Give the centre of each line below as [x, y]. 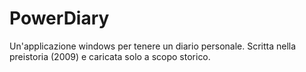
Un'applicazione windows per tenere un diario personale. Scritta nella [153, 46]
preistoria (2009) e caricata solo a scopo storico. [110, 56]
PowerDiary [59, 18]
